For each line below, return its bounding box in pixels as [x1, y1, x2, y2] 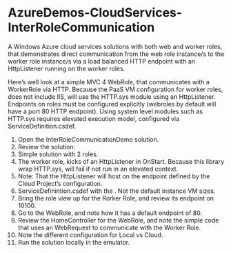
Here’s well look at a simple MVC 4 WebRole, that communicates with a [8, 77, 210, 86]
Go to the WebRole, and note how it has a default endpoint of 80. [17, 209, 203, 217]
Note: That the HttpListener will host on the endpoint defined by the [17, 171, 210, 180]
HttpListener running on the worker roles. [8, 64, 125, 73]
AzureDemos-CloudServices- [8, 5, 182, 21]
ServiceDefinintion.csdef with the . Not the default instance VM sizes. [17, 187, 216, 195]
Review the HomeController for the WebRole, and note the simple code [17, 216, 219, 224]
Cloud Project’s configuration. [17, 179, 103, 187]
